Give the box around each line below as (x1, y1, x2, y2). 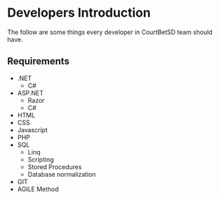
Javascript (17, 125, 48, 134)
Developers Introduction (7, 5, 151, 21)
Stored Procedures (27, 162, 82, 171)
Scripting (27, 155, 54, 164)
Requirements (7, 56, 70, 67)
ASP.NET (17, 88, 44, 97)
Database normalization (27, 170, 96, 178)
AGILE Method (17, 184, 59, 193)
